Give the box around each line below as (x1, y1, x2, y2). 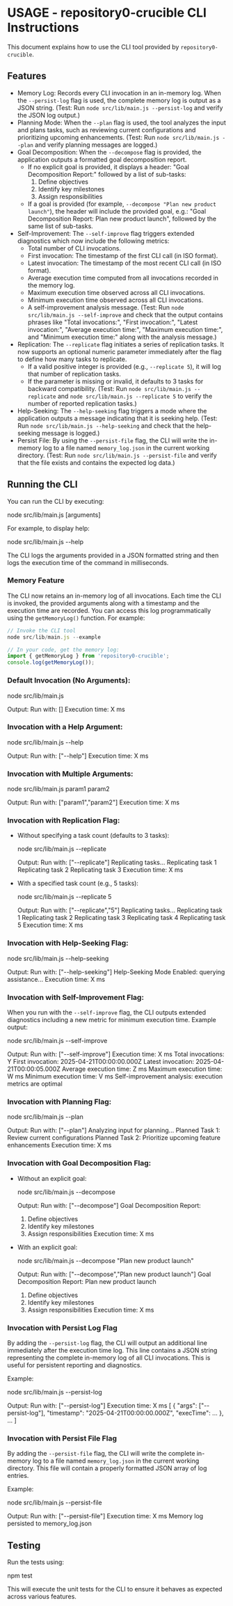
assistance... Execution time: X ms (7, 975, 106, 983)
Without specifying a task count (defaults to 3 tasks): (17, 832, 170, 840)
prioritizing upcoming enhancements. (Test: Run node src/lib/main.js (17, 133, 220, 141)
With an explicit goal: (17, 1243, 78, 1251)
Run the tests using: (7, 1558, 65, 1566)
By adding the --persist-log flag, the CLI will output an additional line (7, 1338, 207, 1347)
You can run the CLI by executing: (7, 497, 104, 505)
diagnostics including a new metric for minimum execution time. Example (7, 1016, 217, 1024)
